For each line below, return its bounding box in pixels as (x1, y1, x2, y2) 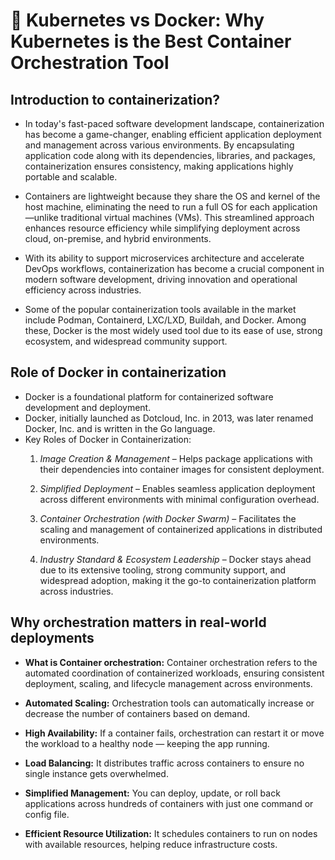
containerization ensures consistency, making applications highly (24, 160, 294, 172)
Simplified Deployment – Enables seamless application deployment (39, 482, 316, 494)
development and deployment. (24, 401, 152, 413)
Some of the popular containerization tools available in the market (24, 304, 297, 315)
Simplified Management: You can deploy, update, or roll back (24, 787, 281, 799)
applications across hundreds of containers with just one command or (24, 797, 314, 809)
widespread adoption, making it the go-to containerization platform (39, 574, 317, 586)
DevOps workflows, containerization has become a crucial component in (24, 263, 325, 274)
